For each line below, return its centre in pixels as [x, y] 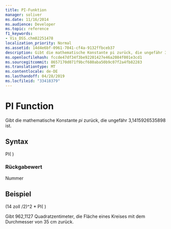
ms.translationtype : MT [31, 67]
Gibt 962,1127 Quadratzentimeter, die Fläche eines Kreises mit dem [75, 216]
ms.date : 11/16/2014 [27, 19]
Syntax [17, 142]
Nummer [15, 178]
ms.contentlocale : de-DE [32, 72]
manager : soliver [24, 15]
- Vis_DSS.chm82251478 [29, 39]
